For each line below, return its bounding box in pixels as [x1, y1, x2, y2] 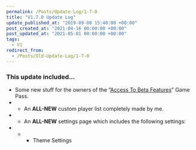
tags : [6, 36, 20, 42]
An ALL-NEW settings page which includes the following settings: [23, 117, 186, 125]
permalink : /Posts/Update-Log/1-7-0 [6, 8, 97, 15]
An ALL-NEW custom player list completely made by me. [23, 105, 164, 112]
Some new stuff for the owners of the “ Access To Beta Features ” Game [14, 86, 190, 93]
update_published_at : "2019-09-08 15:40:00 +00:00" [6, 20, 137, 26]
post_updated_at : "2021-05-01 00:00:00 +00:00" [6, 31, 127, 37]
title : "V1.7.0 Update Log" [6, 14, 76, 20]
